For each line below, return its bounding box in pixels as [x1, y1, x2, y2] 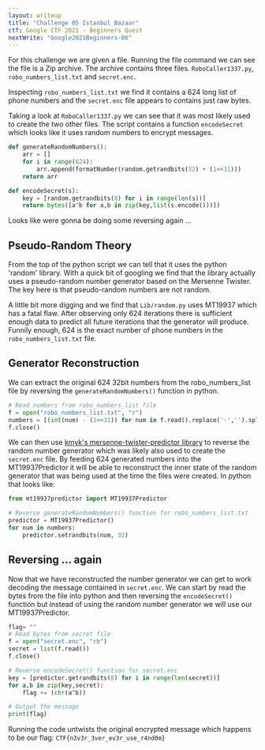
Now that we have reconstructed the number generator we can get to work [8, 574, 252, 583]
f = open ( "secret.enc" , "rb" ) [8, 638, 108, 646]
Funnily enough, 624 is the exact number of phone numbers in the [8, 326, 223, 335]
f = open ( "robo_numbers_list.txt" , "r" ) [8, 409, 144, 416]
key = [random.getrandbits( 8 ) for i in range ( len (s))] [22, 194, 207, 202]
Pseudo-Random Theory [8, 239, 132, 252]
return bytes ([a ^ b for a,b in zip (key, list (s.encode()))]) [22, 202, 221, 209]
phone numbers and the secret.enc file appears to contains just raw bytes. [8, 96, 252, 105]
